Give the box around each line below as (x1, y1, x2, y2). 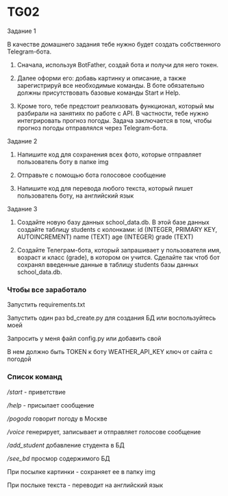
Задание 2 (7, 137, 38, 145)
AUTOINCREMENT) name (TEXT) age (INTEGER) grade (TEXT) (16, 233, 194, 241)
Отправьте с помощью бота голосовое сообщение (16, 171, 166, 179)
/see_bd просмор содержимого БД (7, 454, 111, 462)
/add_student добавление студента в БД (7, 440, 125, 449)
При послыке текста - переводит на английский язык (7, 481, 164, 489)
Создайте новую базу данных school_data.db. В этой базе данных (16, 217, 210, 226)
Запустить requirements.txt (7, 300, 86, 309)
